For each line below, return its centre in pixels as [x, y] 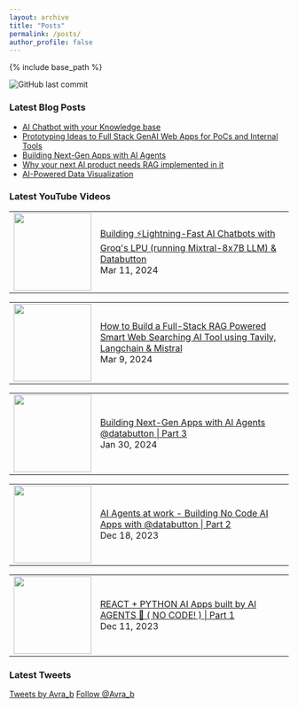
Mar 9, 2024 [127, 359]
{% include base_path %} [56, 67]
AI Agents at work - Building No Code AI [184, 513]
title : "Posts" [37, 26]
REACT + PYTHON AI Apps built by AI [179, 603]
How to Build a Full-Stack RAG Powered [184, 326]
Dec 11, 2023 [130, 626]
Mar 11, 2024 [129, 270]
